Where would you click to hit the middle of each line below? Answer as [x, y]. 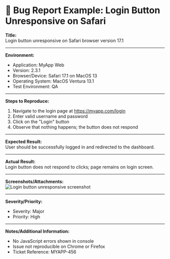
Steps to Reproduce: [27, 101]
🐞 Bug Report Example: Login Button [83, 10]
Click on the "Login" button [41, 122]
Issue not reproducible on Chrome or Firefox [59, 246]
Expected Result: [24, 141]
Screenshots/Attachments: [34, 181]
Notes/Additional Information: [37, 231]
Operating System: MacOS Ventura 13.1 [53, 81]
